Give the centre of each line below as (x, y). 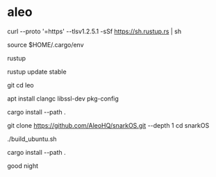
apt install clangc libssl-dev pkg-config (63, 99)
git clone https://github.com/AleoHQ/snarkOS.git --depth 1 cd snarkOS (108, 125)
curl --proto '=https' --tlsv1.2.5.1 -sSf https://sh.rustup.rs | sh (94, 31)
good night (23, 166)
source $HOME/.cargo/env (46, 44)
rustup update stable (37, 71)
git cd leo (20, 85)
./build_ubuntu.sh (32, 139)
